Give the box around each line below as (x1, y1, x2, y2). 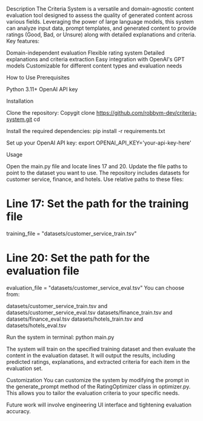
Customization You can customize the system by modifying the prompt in (6, 376, 189, 383)
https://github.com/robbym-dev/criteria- (96, 109, 197, 116)
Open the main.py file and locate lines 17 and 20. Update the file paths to (6, 163, 188, 169)
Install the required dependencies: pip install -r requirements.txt (6, 128, 165, 134)
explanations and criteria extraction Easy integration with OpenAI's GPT (6, 56, 185, 63)
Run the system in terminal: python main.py (6, 334, 115, 341)
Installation (6, 97, 34, 104)
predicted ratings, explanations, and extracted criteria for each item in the (6, 358, 190, 365)
